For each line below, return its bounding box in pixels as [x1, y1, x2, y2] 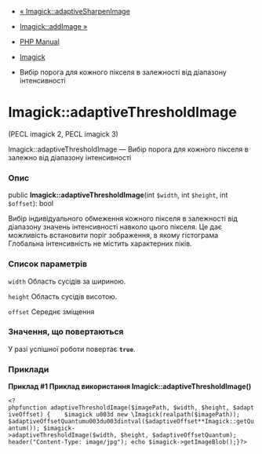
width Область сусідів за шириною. [8, 276, 126, 286]
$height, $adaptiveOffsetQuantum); [120, 431, 237, 439]
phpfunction [8, 404, 47, 412]
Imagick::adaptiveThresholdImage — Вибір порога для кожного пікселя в [8, 145, 249, 154]
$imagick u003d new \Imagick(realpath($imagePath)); [64, 411, 241, 419]
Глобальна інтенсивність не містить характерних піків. [8, 239, 192, 248]
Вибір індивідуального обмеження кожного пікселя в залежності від [8, 214, 238, 223]
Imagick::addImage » [19, 22, 88, 31]
